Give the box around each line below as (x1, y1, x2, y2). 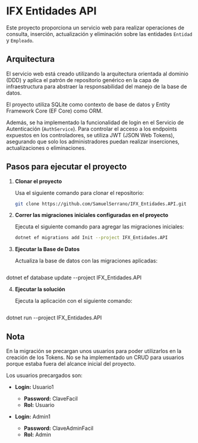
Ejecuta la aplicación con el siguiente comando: (14, 297, 133, 305)
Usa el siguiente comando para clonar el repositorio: (14, 189, 144, 196)
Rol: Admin (23, 431, 51, 438)
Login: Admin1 (14, 413, 51, 420)
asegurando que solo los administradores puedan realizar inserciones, (6, 138, 179, 145)
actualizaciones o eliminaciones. (6, 144, 87, 151)
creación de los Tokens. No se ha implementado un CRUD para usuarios (6, 354, 184, 361)
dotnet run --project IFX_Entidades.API (6, 314, 102, 321)
